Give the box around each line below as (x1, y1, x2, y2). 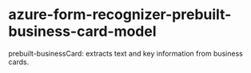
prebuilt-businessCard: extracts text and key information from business (8, 48, 244, 58)
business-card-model (8, 22, 157, 40)
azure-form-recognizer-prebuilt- (8, 6, 232, 24)
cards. (8, 57, 30, 67)
